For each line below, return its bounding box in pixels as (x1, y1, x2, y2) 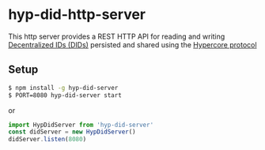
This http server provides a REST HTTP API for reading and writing (8, 32, 225, 41)
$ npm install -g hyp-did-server (8, 84, 119, 92)
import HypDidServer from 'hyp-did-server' (8, 121, 154, 129)
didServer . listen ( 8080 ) (8, 136, 87, 144)
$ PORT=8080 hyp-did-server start (8, 91, 123, 99)
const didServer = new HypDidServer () (8, 128, 136, 136)
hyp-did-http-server (8, 6, 146, 24)
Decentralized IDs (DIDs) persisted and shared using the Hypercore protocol (8, 39, 257, 49)
